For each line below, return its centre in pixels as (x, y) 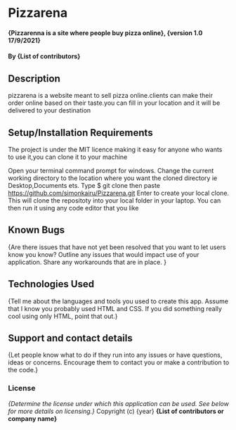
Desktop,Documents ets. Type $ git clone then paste (84, 185)
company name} (33, 418)
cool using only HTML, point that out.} (63, 316)
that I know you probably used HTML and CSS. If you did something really (115, 308)
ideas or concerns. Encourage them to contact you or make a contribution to (119, 362)
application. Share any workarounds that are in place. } (87, 262)
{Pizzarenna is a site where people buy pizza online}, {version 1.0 (105, 32)
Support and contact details (70, 338)
